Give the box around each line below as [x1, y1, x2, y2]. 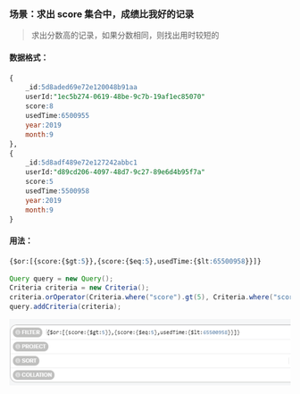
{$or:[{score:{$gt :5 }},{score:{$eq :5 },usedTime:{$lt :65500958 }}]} [9, 256, 262, 265]
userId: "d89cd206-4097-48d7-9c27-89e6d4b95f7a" [25, 168, 205, 177]
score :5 [25, 177, 54, 187]
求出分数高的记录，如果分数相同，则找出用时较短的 [30, 29, 220, 41]
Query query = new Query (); [9, 274, 114, 283]
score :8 [25, 102, 54, 111]
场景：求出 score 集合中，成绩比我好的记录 [9, 7, 195, 20]
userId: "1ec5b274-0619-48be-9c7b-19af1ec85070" [25, 92, 205, 102]
